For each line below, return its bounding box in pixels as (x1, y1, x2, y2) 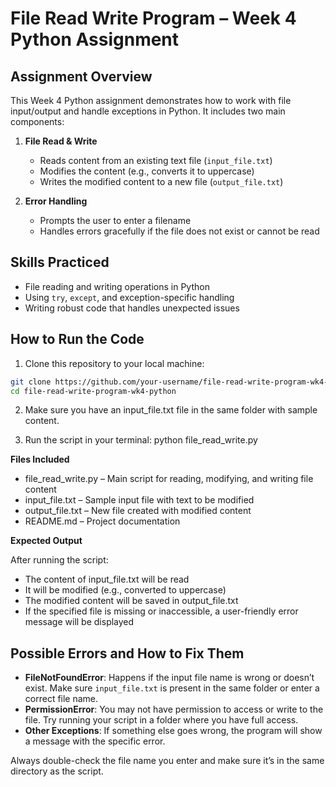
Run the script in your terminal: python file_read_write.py (24, 434, 258, 446)
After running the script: (10, 554, 109, 566)
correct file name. (24, 693, 99, 705)
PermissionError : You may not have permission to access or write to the (24, 703, 324, 716)
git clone (10, 377, 52, 387)
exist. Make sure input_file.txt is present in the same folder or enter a (24, 682, 320, 694)
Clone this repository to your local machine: (24, 357, 205, 369)
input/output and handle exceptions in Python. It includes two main (10, 105, 286, 117)
